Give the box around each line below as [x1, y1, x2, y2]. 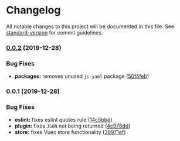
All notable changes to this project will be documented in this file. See [6, 23, 175, 30]
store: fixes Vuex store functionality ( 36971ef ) [14, 129, 126, 136]
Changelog [6, 4, 61, 17]
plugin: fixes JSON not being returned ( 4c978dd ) [14, 122, 131, 129]
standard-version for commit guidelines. [6, 29, 103, 36]
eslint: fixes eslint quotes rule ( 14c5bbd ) [14, 116, 113, 123]
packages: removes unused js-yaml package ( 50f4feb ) [14, 73, 150, 80]
